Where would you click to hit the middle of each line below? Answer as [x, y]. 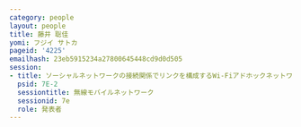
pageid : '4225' [38, 51]
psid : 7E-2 [38, 84]
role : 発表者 [40, 109]
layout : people [38, 26]
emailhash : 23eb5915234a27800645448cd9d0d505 [96, 59]
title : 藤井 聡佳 [39, 34]
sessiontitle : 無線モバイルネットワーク [86, 92]
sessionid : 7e [44, 101]
